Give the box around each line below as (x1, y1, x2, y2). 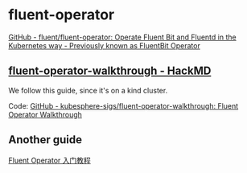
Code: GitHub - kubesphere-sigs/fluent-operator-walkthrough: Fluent (8, 101, 239, 110)
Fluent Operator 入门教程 (8, 155, 91, 165)
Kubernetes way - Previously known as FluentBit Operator (8, 40, 201, 50)
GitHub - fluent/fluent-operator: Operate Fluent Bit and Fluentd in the (8, 32, 237, 42)
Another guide (8, 133, 83, 146)
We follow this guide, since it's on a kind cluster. (8, 85, 168, 95)
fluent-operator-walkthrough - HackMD (8, 64, 212, 78)
